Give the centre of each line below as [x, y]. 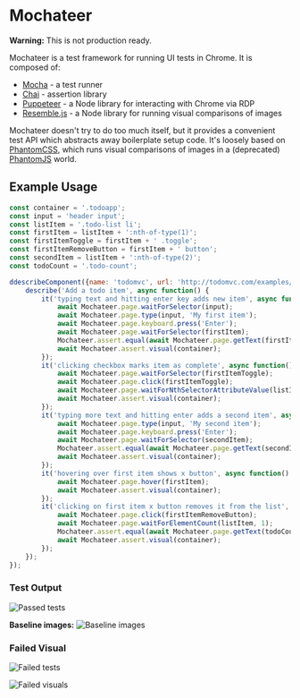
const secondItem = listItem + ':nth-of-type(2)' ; [105, 258]
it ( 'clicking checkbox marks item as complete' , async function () [167, 365]
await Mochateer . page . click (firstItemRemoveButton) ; [157, 515]
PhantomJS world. [43, 158]
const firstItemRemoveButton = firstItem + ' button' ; [113, 250]
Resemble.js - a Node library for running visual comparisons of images [152, 113]
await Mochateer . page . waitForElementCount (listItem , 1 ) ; [165, 523]
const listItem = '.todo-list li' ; [75, 225]
